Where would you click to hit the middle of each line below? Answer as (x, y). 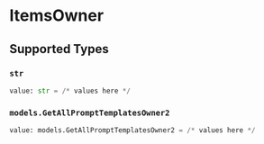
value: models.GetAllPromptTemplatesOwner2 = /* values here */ (132, 130)
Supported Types (59, 49)
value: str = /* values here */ (70, 91)
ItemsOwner (57, 16)
